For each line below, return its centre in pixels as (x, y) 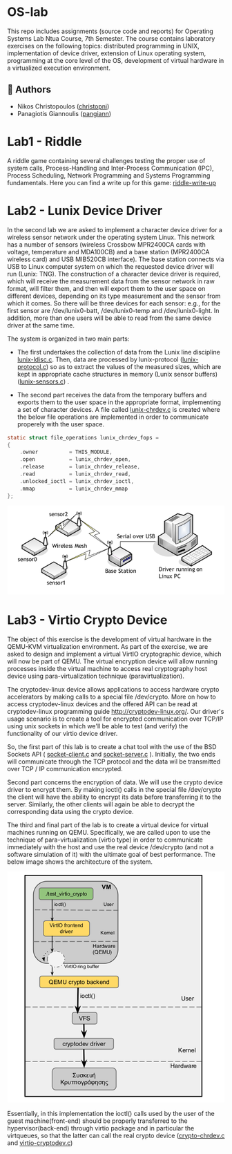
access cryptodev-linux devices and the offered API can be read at (103, 704)
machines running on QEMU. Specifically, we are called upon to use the (109, 832)
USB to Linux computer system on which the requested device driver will (110, 266)
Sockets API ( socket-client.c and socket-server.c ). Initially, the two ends (111, 754)
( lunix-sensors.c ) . (43, 381)
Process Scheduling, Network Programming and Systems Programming (109, 175)
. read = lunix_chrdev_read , (75, 474)
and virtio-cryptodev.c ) (40, 1143)
